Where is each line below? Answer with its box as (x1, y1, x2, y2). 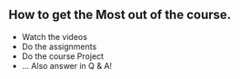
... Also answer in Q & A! (21, 60, 113, 71)
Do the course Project (21, 50, 105, 62)
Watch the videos (21, 31, 88, 42)
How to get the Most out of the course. (8, 7, 232, 23)
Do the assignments (21, 41, 97, 52)
